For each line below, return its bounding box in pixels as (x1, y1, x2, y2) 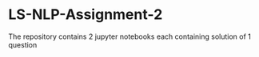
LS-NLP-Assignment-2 (8, 6, 163, 24)
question (8, 40, 38, 49)
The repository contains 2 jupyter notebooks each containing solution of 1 (8, 32, 252, 41)
